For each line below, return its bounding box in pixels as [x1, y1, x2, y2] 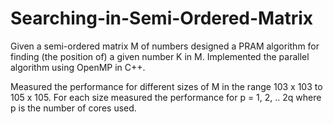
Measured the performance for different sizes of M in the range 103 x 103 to [10, 80, 323, 92]
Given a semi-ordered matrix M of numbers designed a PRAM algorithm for [10, 40, 320, 52]
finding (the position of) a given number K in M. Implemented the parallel [10, 50, 310, 62]
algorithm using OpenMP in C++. [10, 61, 146, 73]
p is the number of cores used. [10, 102, 137, 114]
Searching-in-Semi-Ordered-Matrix [10, 7, 314, 30]
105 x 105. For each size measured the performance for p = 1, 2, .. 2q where [10, 91, 322, 103]
